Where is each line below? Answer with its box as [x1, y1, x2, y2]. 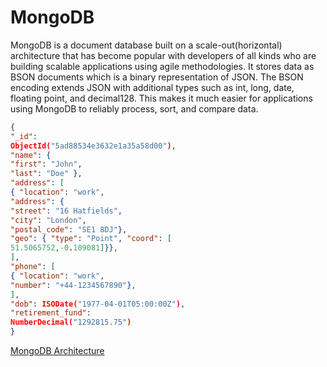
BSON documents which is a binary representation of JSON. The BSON [10, 71, 304, 83]
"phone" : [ [10, 262, 56, 272]
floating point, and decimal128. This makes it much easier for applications [10, 92, 313, 104]
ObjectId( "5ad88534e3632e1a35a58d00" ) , [10, 141, 177, 151]
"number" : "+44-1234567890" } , [10, 280, 137, 290]
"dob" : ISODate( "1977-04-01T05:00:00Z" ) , [10, 299, 186, 309]
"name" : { [10, 150, 52, 160]
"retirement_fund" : [10, 308, 92, 318]
